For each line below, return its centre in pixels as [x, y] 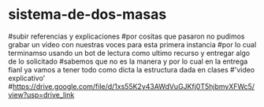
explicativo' [27, 78]
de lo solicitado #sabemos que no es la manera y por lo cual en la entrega [128, 61]
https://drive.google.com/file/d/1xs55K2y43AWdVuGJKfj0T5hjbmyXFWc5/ [133, 86]
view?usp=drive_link [41, 94]
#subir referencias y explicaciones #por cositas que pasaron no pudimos [127, 36]
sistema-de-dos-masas [87, 15]
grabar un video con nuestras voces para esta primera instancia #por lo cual [132, 44]
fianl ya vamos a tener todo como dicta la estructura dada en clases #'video [132, 69]
